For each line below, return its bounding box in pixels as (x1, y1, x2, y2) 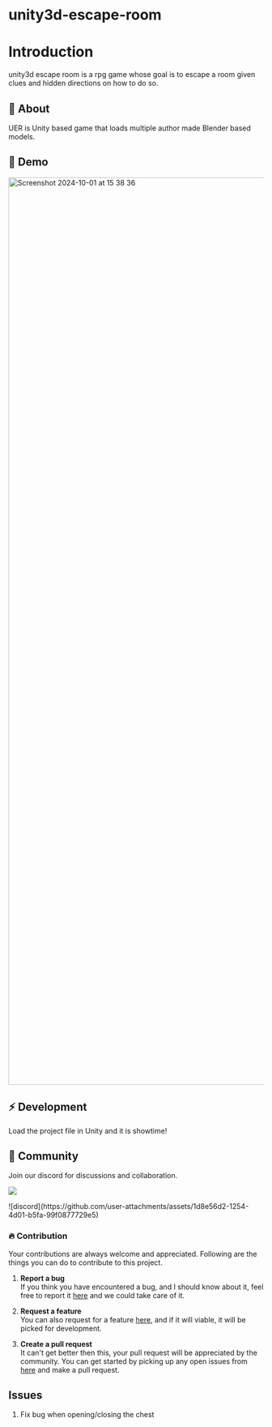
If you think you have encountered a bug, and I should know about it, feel (19, 1282, 264, 1292)
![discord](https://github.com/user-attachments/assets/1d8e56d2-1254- (8, 1202, 249, 1211)
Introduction (8, 43, 94, 62)
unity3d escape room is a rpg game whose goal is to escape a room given (8, 70, 256, 79)
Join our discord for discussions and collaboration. (8, 1171, 178, 1181)
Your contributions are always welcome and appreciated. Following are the (8, 1249, 257, 1258)
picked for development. (19, 1323, 103, 1333)
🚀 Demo (8, 156, 49, 169)
